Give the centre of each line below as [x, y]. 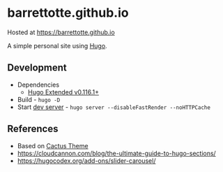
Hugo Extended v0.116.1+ [63, 92]
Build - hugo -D [39, 99]
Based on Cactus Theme [53, 145]
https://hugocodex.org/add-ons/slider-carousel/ [86, 160]
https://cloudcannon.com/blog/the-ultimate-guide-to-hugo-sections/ [116, 153]
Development [37, 68]
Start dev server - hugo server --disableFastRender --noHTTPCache [114, 107]
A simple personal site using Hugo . [57, 45]
